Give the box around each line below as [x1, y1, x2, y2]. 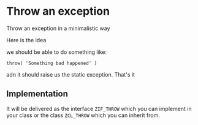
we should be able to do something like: [6, 48, 107, 56]
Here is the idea [6, 36, 47, 44]
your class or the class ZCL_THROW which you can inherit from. [6, 112, 161, 119]
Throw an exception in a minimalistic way [6, 25, 110, 32]
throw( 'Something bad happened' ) [6, 60, 97, 66]
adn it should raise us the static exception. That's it [6, 70, 135, 78]
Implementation [6, 89, 69, 99]
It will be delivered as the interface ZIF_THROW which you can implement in [6, 105, 192, 112]
